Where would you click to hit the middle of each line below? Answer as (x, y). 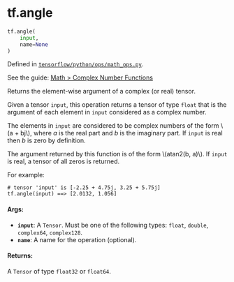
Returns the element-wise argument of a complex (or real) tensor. (101, 91)
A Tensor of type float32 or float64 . (59, 271)
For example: (26, 175)
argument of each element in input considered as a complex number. (107, 112)
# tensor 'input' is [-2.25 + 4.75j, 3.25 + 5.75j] (84, 188)
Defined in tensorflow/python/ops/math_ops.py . (75, 64)
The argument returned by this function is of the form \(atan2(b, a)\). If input (117, 154)
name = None (34, 44)
